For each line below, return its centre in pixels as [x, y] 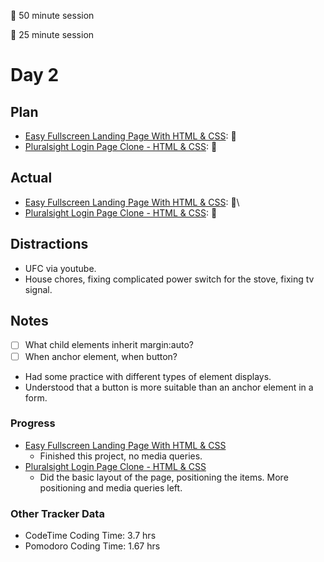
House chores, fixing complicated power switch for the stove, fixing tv [169, 279]
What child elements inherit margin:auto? [109, 345]
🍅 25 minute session [52, 34]
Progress [33, 423]
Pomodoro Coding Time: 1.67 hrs [92, 546]
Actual [31, 178]
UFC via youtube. [60, 268]
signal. [38, 289]
